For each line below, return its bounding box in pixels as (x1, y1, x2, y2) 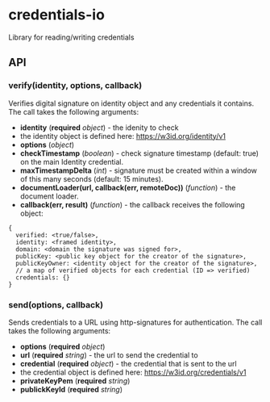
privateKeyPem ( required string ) (19, 375, 131, 385)
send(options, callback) (8, 299, 103, 310)
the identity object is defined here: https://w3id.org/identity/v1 (19, 131, 226, 140)
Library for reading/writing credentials (8, 32, 135, 42)
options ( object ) (19, 140, 75, 149)
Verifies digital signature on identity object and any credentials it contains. (8, 98, 255, 108)
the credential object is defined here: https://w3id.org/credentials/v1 (19, 367, 247, 377)
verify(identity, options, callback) (8, 80, 143, 91)
